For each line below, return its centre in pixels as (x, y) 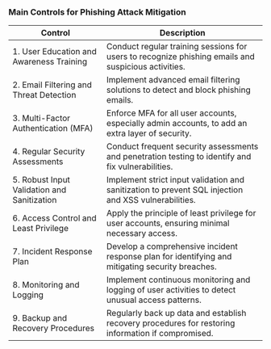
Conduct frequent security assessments (182, 146)
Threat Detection (44, 95)
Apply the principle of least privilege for (181, 213)
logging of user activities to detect (171, 290)
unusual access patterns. (154, 300)
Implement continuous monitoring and (178, 280)
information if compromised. (160, 334)
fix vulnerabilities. (140, 166)
